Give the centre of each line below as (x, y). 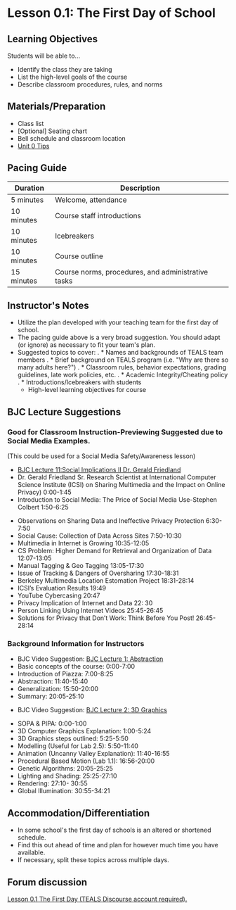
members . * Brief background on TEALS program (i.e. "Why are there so (123, 360)
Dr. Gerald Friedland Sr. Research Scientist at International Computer (117, 477)
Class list (31, 123)
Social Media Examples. (49, 441)
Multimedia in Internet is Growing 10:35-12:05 (83, 543)
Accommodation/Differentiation (79, 813)
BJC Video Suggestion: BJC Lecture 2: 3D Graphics (92, 710)
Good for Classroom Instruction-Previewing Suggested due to (115, 432)
